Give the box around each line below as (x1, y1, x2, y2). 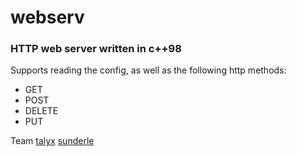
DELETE (24, 105, 59, 117)
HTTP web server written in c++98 (10, 42, 182, 56)
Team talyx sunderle (10, 135, 95, 147)
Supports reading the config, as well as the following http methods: (10, 64, 287, 76)
